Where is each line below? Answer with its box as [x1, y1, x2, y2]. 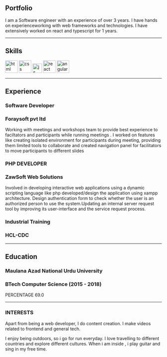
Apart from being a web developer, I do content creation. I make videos [5, 320, 151, 326]
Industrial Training [5, 218, 51, 225]
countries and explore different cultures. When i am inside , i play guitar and [5, 341, 161, 347]
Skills [5, 47, 22, 55]
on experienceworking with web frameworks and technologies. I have [5, 22, 148, 28]
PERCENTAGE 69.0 [5, 292, 44, 298]
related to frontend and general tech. [5, 326, 81, 332]
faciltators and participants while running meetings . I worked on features [5, 132, 155, 138]
